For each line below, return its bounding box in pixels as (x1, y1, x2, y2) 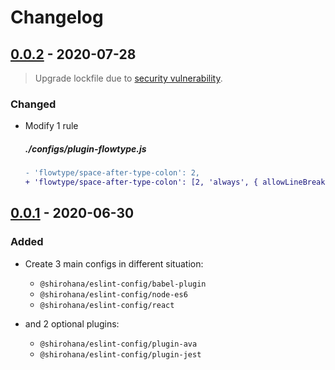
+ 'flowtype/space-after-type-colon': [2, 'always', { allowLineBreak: (24, 177, 330, 188)
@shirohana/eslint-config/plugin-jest (39, 349, 202, 360)
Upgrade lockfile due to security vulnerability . (34, 72, 223, 84)
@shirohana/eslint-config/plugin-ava (39, 339, 198, 349)
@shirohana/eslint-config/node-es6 (39, 289, 188, 300)
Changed (10, 97, 57, 111)
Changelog (10, 6, 104, 29)
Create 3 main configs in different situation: (24, 257, 204, 270)
